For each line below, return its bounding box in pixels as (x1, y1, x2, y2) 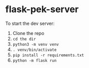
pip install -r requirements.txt (12, 52, 84, 58)
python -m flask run (12, 58, 57, 63)
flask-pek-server (5, 4, 79, 15)
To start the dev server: (5, 20, 55, 26)
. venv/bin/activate (12, 47, 57, 52)
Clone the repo (12, 30, 44, 36)
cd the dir (12, 37, 36, 42)
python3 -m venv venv (12, 42, 59, 47)
